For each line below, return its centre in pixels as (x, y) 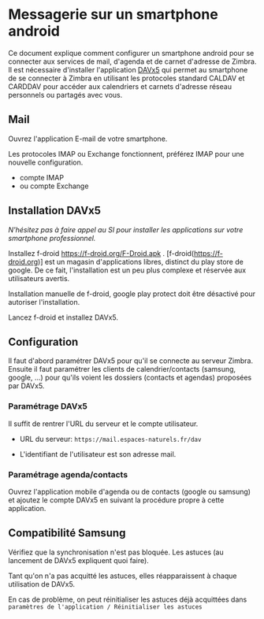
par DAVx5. (26, 386)
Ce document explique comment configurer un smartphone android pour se (131, 53)
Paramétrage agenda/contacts (68, 474)
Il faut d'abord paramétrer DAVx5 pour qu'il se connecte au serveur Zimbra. (131, 361)
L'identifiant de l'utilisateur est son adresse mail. (98, 454)
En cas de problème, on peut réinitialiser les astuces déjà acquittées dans (128, 599)
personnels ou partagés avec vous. (65, 95)
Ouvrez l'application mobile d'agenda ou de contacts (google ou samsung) (129, 491)
